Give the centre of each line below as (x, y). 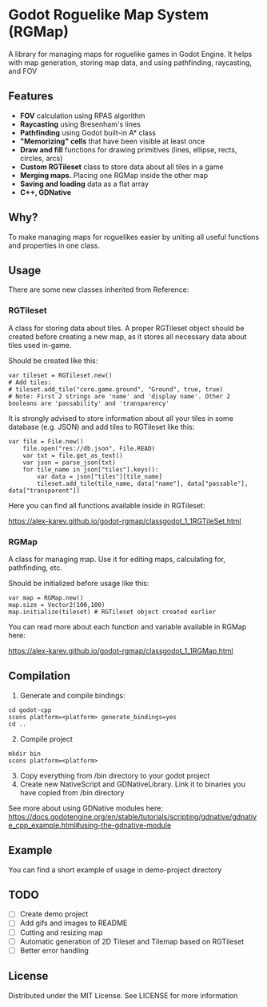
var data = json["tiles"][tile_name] (100, 476)
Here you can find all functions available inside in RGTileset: (107, 505)
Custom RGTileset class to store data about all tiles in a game (122, 167)
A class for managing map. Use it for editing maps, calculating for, (117, 559)
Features (31, 97)
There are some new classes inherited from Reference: (99, 289)
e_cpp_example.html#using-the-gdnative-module (90, 825)
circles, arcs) (41, 158)
